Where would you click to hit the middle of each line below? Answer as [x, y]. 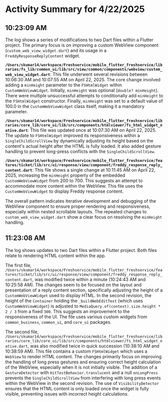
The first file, [18, 265]
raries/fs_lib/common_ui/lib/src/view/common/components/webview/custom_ [84, 69]
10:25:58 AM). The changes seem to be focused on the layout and [73, 285]
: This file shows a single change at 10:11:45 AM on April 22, [94, 170]
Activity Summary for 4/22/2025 [75, 9]
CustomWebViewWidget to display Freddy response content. [64, 191]
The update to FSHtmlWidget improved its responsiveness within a [73, 136]
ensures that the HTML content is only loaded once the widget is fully [77, 388]
